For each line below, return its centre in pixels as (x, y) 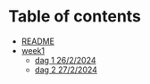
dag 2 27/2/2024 (66, 70)
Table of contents (75, 17)
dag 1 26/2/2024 (65, 60)
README (38, 41)
